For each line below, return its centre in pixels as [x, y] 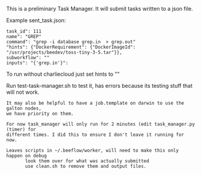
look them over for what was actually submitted [87, 161]
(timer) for [21, 129]
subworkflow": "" [28, 58]
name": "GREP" [24, 37]
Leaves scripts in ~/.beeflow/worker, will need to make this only [93, 150]
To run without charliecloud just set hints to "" [63, 74]
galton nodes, [24, 108]
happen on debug [26, 156]
